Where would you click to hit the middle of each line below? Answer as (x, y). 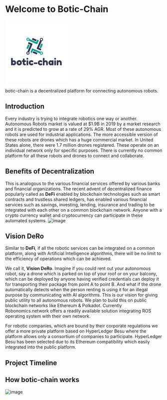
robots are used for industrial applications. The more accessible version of (82, 134)
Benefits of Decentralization (50, 172)
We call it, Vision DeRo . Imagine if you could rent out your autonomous (78, 269)
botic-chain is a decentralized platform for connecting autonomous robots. (82, 90)
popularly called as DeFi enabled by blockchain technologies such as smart (83, 194)
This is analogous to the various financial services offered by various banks (83, 183)
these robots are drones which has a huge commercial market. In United (79, 140)
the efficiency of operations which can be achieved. (59, 259)
